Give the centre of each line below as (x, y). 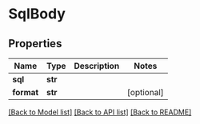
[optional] (145, 92)
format (26, 92)
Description (97, 66)
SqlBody (37, 14)
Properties (35, 44)
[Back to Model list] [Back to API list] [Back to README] (100, 112)
